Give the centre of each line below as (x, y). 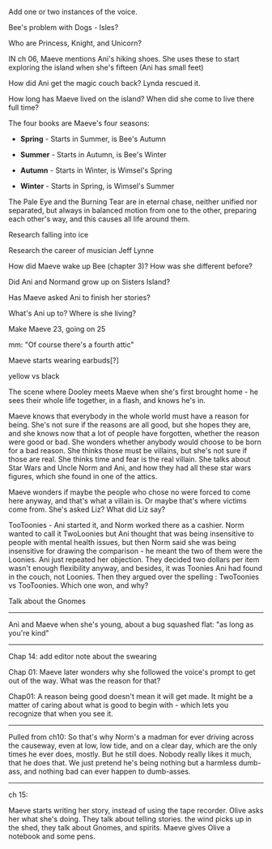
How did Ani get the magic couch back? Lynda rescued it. (104, 83)
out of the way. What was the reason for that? (85, 681)
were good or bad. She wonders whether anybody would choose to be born (135, 442)
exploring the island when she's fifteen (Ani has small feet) (106, 67)
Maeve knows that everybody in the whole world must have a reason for (129, 416)
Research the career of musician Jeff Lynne (81, 250)
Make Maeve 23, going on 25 (57, 329)
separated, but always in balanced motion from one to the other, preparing (133, 210)
